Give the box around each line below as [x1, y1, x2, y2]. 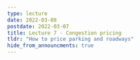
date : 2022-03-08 [7, 17, 57, 23]
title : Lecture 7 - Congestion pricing [7, 29, 122, 37]
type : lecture [7, 10, 48, 17]
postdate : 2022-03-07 [7, 23, 70, 30]
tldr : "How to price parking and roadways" [7, 36, 134, 43]
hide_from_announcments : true [7, 42, 94, 49]
